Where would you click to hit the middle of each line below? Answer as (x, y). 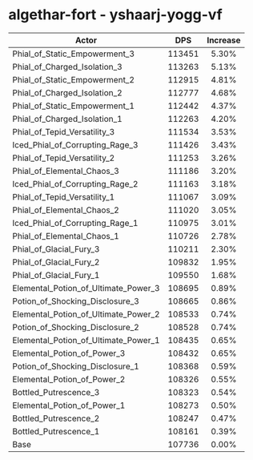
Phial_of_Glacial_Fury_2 (56, 262)
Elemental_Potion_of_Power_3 (69, 353)
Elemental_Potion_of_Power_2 (69, 379)
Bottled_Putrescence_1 (56, 431)
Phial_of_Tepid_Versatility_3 (64, 131)
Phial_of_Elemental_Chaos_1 (66, 236)
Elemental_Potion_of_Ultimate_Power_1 (86, 340)
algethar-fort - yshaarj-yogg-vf (115, 15)
